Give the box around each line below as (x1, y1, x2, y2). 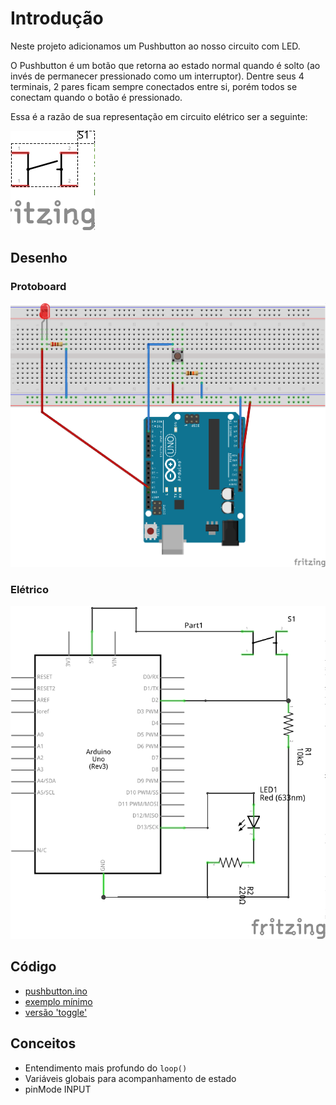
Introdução (10, 7, 104, 30)
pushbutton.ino (24, 985, 88, 997)
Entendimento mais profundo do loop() (24, 1062, 188, 1074)
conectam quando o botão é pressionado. (10, 91, 183, 103)
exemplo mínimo (24, 995, 93, 1007)
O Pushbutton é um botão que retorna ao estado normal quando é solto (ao (10, 59, 321, 71)
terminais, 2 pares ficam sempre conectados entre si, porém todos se (10, 80, 298, 92)
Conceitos (10, 1035, 77, 1052)
